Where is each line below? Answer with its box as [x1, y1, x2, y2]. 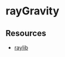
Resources [5, 28, 47, 38]
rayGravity [5, 4, 60, 18]
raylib [14, 44, 29, 51]
